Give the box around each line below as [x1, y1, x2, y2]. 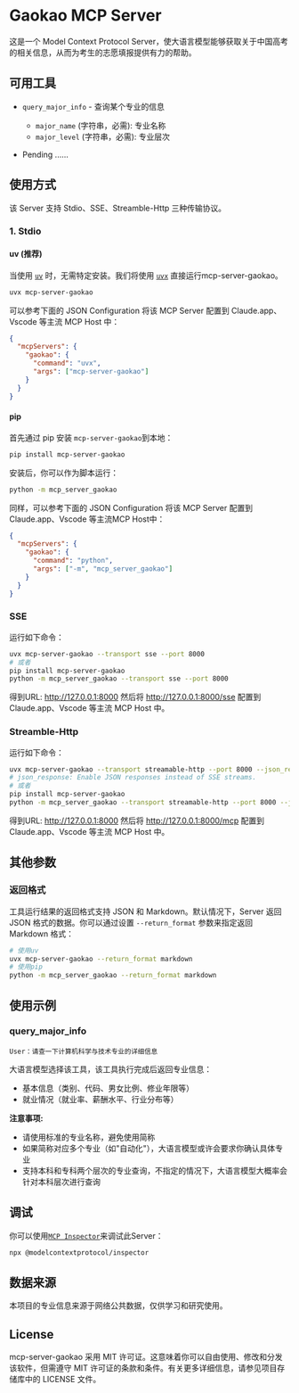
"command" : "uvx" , [32, 359, 101, 368]
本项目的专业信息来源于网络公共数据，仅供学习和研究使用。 [9, 1300, 228, 1311]
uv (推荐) [9, 249, 43, 260]
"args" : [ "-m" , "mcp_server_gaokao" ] [32, 565, 174, 573]
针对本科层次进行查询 [21, 1176, 101, 1187]
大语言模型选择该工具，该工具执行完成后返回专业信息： [9, 1063, 212, 1075]
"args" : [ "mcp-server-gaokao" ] [32, 367, 149, 376]
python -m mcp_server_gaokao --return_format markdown [9, 971, 217, 980]
